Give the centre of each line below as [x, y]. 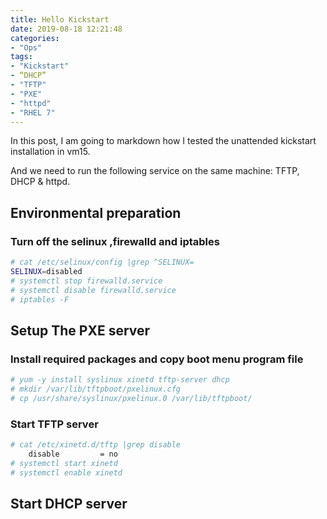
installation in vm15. [50, 152]
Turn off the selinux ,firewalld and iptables [115, 241]
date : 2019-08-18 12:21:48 [66, 29]
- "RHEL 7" [33, 112]
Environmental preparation [96, 212]
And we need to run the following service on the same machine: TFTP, [155, 171]
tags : [21, 57]
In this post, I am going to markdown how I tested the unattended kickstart [163, 141]
